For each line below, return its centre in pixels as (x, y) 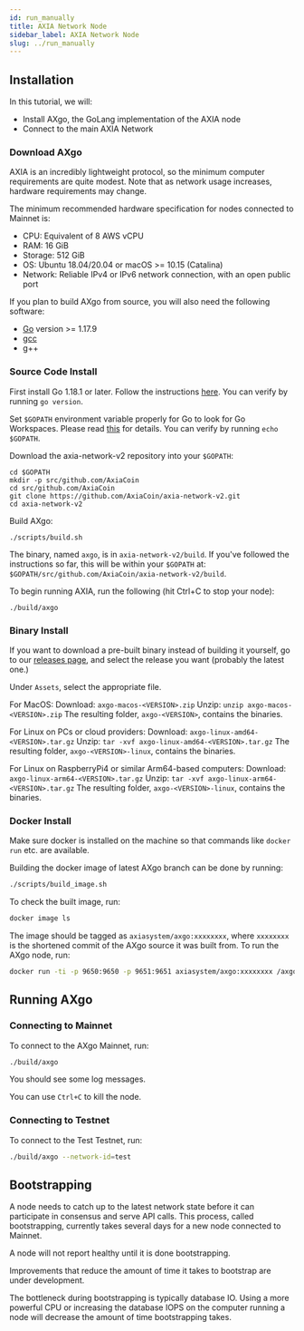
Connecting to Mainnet (61, 1025)
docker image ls (40, 918)
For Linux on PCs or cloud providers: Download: (99, 732)
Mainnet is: (30, 219)
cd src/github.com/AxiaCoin (62, 488)
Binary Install (39, 630)
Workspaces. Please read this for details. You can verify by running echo (144, 428)
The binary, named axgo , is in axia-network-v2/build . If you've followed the (149, 554)
